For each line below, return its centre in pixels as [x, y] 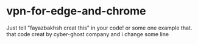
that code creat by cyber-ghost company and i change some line [88, 34]
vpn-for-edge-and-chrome [76, 11]
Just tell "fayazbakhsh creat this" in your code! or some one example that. [99, 28]
